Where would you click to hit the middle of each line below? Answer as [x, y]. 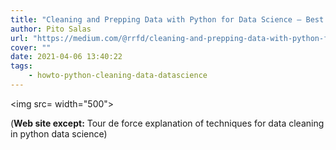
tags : [21, 66]
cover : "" [31, 47]
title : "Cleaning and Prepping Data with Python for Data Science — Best [167, 19]
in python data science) [59, 133]
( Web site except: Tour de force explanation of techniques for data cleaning [167, 123]
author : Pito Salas [51, 29]
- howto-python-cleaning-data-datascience [118, 76]
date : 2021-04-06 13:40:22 [66, 57]
